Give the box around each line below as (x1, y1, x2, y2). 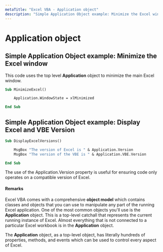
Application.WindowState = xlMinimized (14, 96, 95, 101)
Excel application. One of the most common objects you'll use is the (5, 207, 141, 213)
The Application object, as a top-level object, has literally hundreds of (5, 232, 146, 237)
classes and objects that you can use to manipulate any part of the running (5, 201, 155, 207)
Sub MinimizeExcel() (5, 87, 47, 92)
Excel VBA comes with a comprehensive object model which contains (5, 197, 145, 202)
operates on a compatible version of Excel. (5, 175, 91, 180)
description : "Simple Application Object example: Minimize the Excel (5, 12, 151, 17)
